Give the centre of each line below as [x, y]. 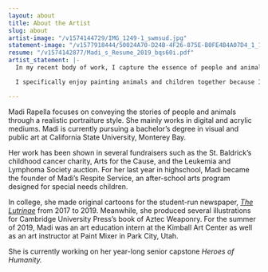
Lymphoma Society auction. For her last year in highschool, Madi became [129, 169]
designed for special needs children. [68, 186]
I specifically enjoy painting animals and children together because [135, 82]
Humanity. [25, 259]
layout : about [32, 16]
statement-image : [37, 45]
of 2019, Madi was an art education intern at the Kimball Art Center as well [130, 227]
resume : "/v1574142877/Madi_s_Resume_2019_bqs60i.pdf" [101, 53]
